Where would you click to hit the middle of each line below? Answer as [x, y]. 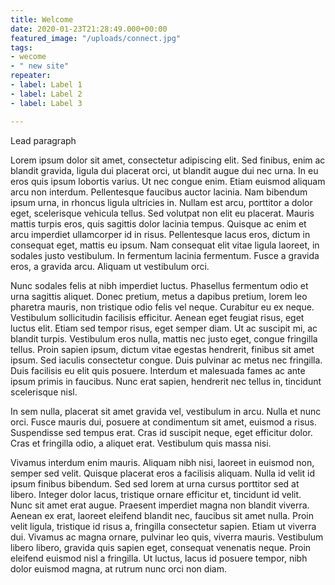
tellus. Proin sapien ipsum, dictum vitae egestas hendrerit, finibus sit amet [162, 349]
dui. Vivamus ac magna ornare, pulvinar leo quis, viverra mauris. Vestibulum [167, 537]
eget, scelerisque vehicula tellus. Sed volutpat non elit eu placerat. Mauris [162, 213]
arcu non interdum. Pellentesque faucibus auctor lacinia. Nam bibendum [159, 192]
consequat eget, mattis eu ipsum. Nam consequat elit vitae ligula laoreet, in [165, 245]
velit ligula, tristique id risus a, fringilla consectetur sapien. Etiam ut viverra [163, 526]
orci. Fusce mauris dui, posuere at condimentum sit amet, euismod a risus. [163, 422]
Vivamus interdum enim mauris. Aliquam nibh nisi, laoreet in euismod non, [162, 462]
